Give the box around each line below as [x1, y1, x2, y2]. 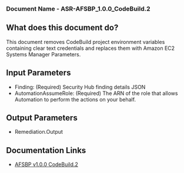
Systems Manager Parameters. [6, 50, 81, 57]
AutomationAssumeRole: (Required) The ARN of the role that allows [14, 90, 178, 97]
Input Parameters [6, 68, 71, 78]
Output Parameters [6, 113, 78, 123]
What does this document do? [6, 23, 119, 33]
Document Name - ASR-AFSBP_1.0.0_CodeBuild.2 [6, 5, 151, 13]
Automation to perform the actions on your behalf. [14, 96, 136, 103]
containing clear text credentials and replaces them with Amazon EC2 [6, 45, 175, 52]
